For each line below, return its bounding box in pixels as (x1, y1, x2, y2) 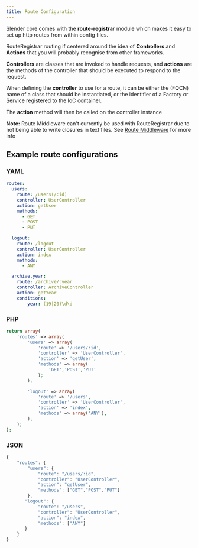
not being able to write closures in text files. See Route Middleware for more (6, 126, 191, 133)
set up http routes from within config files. (6, 31, 108, 38)
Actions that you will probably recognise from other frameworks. (6, 48, 164, 56)
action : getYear (17, 290, 57, 296)
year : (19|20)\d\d (27, 301, 73, 307)
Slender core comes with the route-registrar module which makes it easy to (6, 25, 192, 32)
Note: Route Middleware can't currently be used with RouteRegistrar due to (6, 119, 190, 127)
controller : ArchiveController (17, 284, 94, 290)
